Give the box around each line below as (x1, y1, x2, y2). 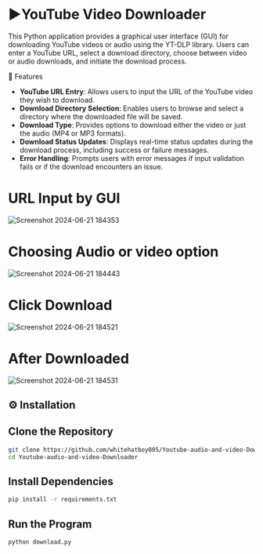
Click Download (8, 297, 113, 314)
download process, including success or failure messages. (19, 145, 209, 155)
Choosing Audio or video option (8, 243, 219, 261)
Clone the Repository (8, 425, 113, 439)
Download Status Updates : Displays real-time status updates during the (19, 137, 254, 146)
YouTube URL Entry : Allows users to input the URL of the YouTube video (19, 86, 253, 96)
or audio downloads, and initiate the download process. (8, 56, 187, 66)
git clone (8, 446, 41, 454)
